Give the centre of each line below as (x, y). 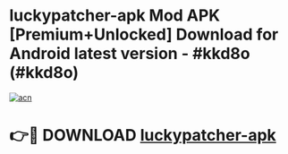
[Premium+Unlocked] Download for (144, 34)
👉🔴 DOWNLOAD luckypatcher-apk (143, 136)
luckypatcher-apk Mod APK (115, 16)
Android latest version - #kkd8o (130, 54)
